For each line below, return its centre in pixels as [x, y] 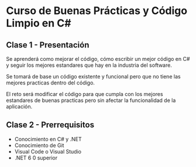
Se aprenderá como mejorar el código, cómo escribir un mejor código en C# [98, 59]
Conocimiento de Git [39, 145]
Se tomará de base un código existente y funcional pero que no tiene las [93, 76]
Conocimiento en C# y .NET [48, 139]
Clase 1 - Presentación [48, 45]
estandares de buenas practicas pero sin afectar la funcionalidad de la [91, 100]
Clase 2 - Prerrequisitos [50, 125]
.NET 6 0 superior [36, 158]
